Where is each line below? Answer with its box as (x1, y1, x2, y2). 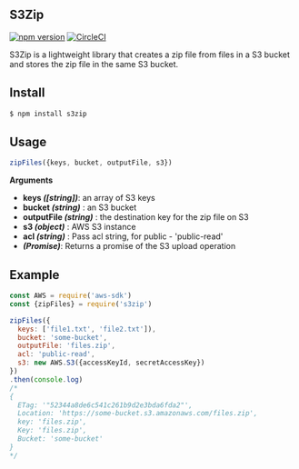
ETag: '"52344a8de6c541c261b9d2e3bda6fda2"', (17, 400, 194, 410)
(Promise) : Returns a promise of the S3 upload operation (22, 241, 236, 252)
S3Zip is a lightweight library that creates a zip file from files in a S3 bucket (9, 49, 291, 60)
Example (9, 267, 60, 283)
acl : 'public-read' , (17, 350, 95, 359)
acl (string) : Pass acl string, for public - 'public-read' (22, 231, 224, 242)
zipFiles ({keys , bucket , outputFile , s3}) (9, 158, 173, 167)
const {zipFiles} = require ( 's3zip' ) (9, 299, 153, 308)
